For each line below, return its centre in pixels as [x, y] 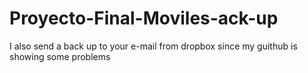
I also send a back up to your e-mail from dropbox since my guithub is [153, 46]
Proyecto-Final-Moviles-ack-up [144, 18]
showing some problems [60, 56]
